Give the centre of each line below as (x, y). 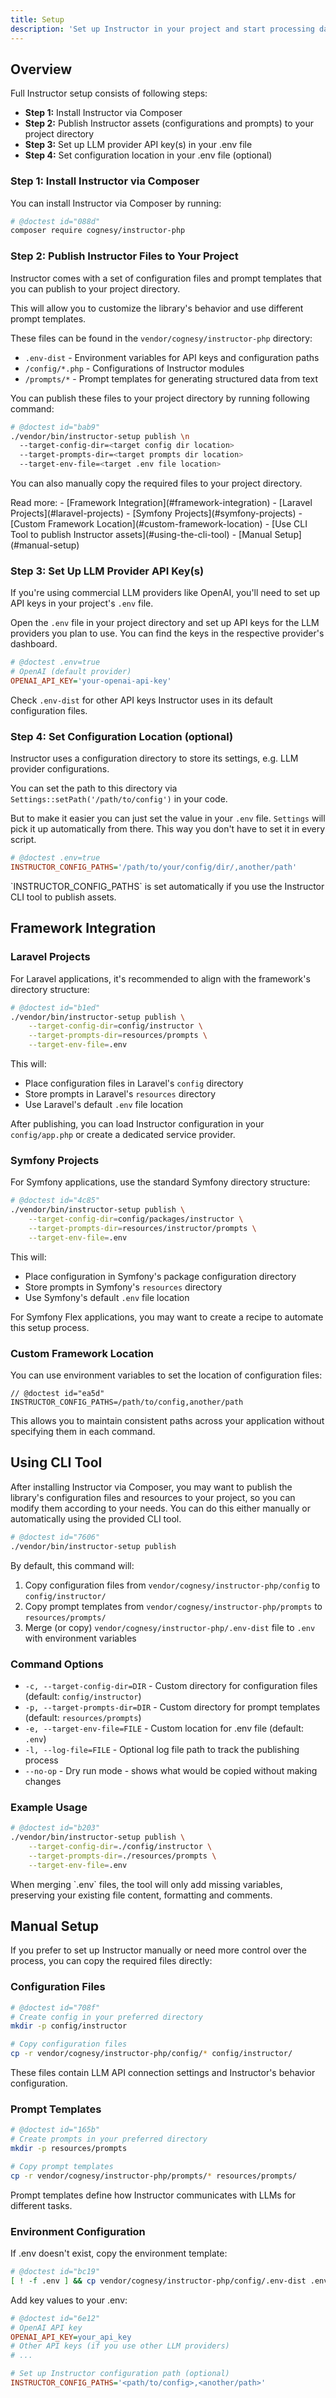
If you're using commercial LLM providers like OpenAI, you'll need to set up (165, 593)
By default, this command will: (72, 1565)
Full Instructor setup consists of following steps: (109, 93)
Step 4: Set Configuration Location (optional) (122, 736)
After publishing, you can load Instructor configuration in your (137, 1124)
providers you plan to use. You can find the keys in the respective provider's (167, 633)
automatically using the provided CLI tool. (96, 1518)
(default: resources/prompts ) (83, 1717)
